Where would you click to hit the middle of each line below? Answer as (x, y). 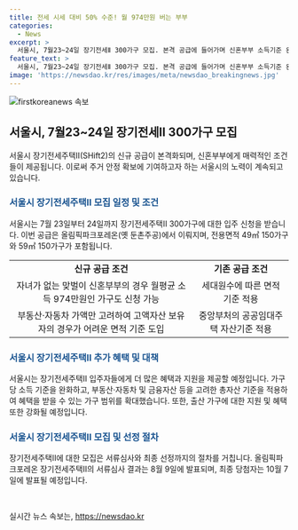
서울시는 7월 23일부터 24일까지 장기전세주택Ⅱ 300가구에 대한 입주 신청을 (136, 224)
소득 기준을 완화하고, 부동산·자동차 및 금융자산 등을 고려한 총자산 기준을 (141, 390)
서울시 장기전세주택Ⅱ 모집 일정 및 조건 (84, 202)
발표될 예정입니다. (56, 480)
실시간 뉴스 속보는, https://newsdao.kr (77, 517)
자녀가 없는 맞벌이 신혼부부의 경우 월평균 (96, 285)
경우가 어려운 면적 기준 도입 (110, 328)
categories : (31, 26)
